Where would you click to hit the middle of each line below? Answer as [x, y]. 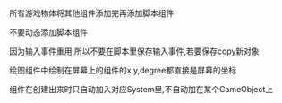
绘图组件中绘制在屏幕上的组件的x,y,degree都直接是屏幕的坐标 [123, 70]
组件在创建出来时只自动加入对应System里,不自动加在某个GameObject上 [141, 89]
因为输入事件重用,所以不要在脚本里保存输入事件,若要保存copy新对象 [134, 51]
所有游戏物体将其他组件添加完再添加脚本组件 [92, 13]
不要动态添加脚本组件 [48, 32]
